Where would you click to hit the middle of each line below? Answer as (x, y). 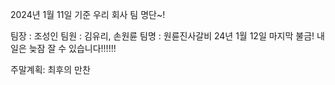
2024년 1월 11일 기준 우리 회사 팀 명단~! (88, 14)
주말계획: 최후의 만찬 (50, 69)
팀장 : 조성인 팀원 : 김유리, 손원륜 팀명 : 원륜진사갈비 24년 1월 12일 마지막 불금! (162, 36)
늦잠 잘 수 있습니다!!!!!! (72, 48)
